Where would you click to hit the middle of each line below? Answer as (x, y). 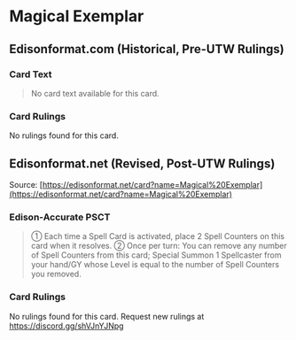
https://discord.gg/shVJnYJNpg (66, 326)
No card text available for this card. (95, 93)
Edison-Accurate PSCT (60, 217)
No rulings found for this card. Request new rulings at (107, 316)
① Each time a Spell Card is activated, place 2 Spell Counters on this (158, 236)
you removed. (56, 274)
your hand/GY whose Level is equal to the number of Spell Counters (155, 265)
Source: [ (26, 184)
